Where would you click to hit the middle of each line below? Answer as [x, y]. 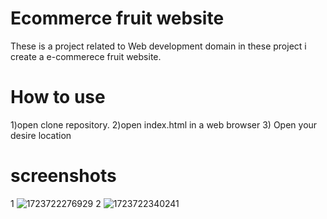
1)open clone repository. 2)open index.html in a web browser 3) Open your [164, 124]
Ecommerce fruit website [117, 18]
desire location [41, 135]
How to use [58, 97]
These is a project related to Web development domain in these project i [158, 46]
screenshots [63, 176]
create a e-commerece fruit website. [86, 56]
